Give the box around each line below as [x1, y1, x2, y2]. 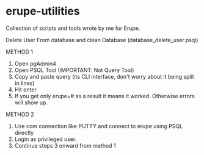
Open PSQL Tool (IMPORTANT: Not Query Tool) [14, 66, 134, 74]
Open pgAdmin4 [14, 60, 56, 67]
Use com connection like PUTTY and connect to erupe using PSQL [14, 122, 183, 129]
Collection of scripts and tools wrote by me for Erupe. [5, 24, 140, 32]
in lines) [14, 79, 35, 87]
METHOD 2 [5, 110, 34, 118]
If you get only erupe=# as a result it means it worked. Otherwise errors [14, 92, 195, 99]
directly [14, 129, 34, 136]
